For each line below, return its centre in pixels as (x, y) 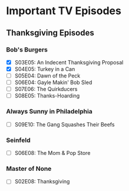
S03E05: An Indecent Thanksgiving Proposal (69, 62)
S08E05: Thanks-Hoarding (47, 96)
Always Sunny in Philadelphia (49, 112)
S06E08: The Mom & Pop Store (52, 153)
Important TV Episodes (64, 11)
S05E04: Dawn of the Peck (47, 76)
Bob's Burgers (27, 50)
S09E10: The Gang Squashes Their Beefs (64, 124)
